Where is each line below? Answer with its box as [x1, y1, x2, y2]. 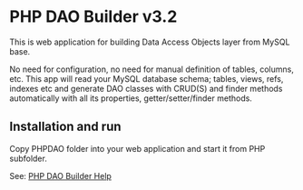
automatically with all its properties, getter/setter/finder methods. [9, 93, 252, 104]
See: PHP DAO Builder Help [9, 170, 112, 181]
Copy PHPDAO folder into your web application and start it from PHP [9, 143, 266, 154]
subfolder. [9, 153, 47, 164]
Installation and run [9, 119, 122, 135]
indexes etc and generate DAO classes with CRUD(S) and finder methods [9, 83, 283, 94]
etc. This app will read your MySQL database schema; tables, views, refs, [9, 73, 284, 84]
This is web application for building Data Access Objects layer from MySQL [9, 36, 290, 47]
